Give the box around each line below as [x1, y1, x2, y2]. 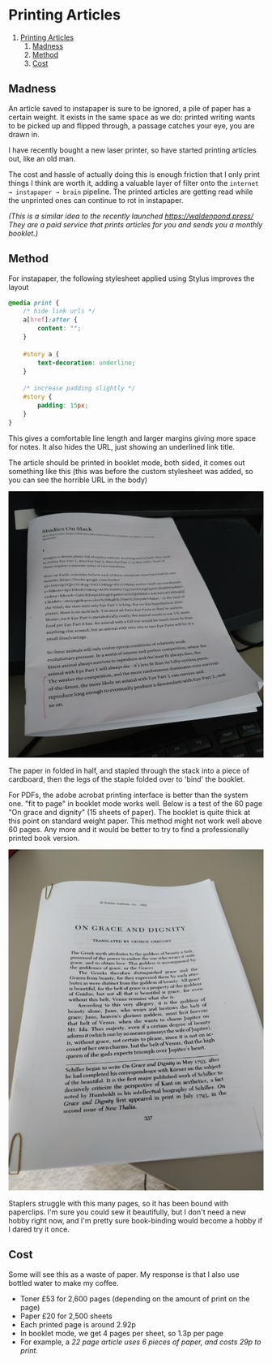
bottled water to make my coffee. [8, 1278, 119, 1288]
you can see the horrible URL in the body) [8, 475, 148, 485]
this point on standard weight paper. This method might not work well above [8, 816, 262, 826]
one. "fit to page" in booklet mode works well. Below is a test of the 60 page [8, 798, 263, 809]
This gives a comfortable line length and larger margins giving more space [8, 433, 257, 443]
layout [8, 282, 29, 291]
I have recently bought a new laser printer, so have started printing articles [8, 144, 257, 155]
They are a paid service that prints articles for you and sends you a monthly [8, 219, 263, 229]
